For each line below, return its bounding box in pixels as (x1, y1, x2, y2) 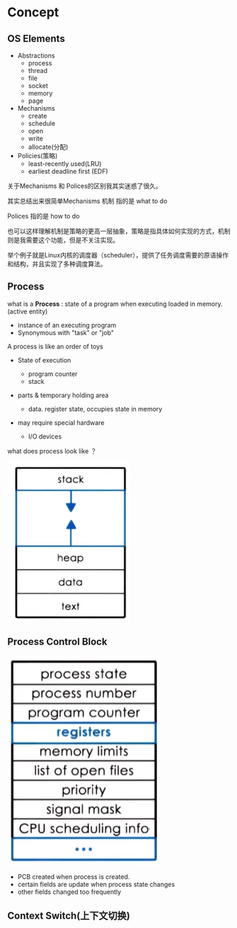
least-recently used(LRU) (28, 160, 102, 167)
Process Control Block (7, 636, 108, 648)
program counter (28, 370, 78, 378)
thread (28, 67, 48, 74)
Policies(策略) (17, 152, 58, 160)
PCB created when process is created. (17, 872, 130, 880)
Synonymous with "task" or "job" (17, 328, 115, 337)
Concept (7, 4, 59, 21)
